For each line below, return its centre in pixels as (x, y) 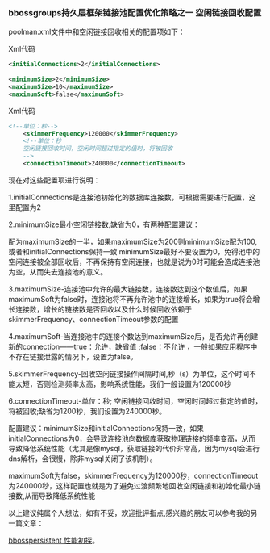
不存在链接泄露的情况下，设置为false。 (73, 356)
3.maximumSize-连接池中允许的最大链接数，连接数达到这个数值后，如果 (128, 289)
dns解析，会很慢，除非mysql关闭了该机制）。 (83, 459)
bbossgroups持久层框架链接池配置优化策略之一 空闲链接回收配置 (135, 12)
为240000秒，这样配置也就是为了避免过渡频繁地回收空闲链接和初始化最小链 (135, 485)
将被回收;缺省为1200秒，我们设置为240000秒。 (87, 411)
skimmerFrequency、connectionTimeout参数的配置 (93, 319)
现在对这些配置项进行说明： (54, 180)
